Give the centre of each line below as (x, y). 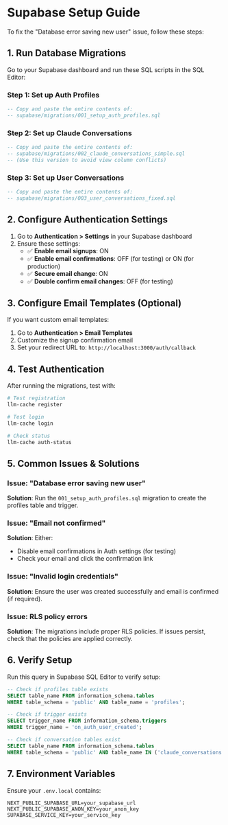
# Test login (26, 417)
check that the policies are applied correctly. (70, 639)
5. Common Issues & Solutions (73, 464)
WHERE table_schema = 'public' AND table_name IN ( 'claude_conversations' (116, 752)
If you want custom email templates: (58, 320)
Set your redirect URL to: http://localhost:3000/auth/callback (106, 347)
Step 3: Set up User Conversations (66, 178)
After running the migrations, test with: (62, 386)
